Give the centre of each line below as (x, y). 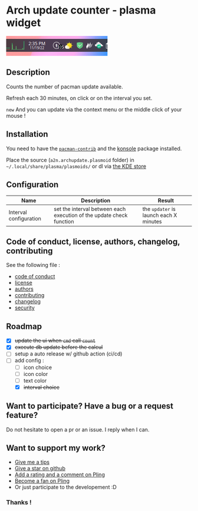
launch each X (160, 215)
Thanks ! (19, 503)
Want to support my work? (56, 448)
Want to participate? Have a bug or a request (90, 406)
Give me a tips (32, 462)
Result (166, 200)
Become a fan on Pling (42, 481)
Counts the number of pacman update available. (65, 87)
